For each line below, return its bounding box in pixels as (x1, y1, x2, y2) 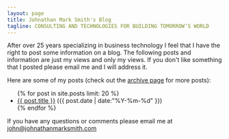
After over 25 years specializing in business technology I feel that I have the (7, 42, 221, 50)
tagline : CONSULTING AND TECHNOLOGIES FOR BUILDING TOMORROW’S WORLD (7, 22, 210, 29)
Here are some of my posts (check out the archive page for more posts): (7, 76, 211, 84)
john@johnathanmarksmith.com (7, 124, 97, 133)
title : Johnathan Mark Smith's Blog (7, 16, 111, 23)
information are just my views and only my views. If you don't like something (7, 56, 222, 64)
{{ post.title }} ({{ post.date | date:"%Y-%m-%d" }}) (16, 97, 163, 105)
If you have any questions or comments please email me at (7, 117, 173, 125)
